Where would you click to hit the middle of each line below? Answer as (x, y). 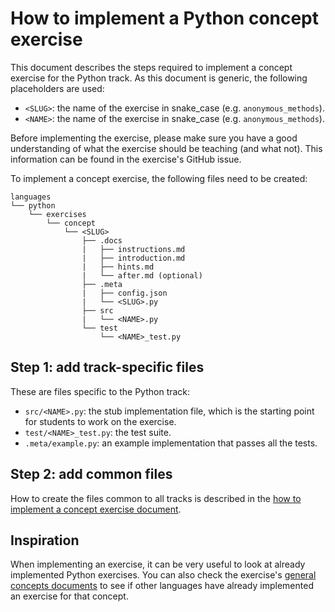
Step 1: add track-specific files (107, 367)
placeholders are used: (57, 88)
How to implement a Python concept (165, 18)
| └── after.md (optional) (142, 275)
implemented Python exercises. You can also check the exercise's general (163, 575)
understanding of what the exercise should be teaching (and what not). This (166, 148)
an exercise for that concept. (69, 596)
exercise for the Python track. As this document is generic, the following (159, 78)
